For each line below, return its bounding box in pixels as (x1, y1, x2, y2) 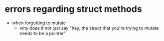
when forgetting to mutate (12, 20, 66, 26)
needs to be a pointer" (19, 30, 66, 36)
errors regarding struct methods (5, 3, 142, 15)
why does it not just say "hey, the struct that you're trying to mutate (19, 25, 159, 31)
